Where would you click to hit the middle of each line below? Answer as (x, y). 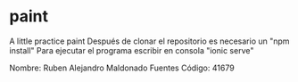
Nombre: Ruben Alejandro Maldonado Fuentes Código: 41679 (122, 68)
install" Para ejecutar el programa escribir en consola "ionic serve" (132, 50)
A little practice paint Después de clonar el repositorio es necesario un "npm (149, 41)
